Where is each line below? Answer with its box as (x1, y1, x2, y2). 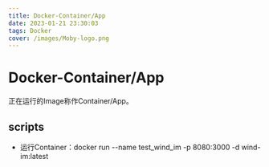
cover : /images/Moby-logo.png (8, 34, 110, 43)
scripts (8, 120, 44, 133)
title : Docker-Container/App (8, 11, 106, 20)
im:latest (19, 152, 49, 161)
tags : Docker (8, 26, 52, 35)
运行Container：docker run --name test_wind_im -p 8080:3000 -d (19, 142, 240, 152)
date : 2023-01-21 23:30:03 (8, 19, 99, 27)
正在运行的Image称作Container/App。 (8, 96, 134, 106)
